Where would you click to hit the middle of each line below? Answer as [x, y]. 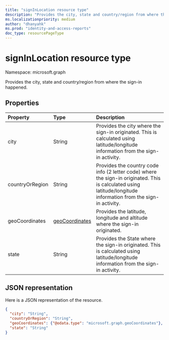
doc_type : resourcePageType [35, 33]
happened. [16, 87]
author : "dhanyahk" [26, 24]
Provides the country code [128, 165]
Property [19, 117]
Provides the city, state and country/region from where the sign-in [74, 82]
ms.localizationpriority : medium [40, 19]
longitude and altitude [122, 218]
